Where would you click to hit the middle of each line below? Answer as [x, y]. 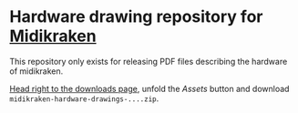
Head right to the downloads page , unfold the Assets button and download [149, 88]
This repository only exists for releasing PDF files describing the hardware [149, 61]
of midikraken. [36, 71]
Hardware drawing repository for [136, 17]
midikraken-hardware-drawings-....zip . [84, 98]
